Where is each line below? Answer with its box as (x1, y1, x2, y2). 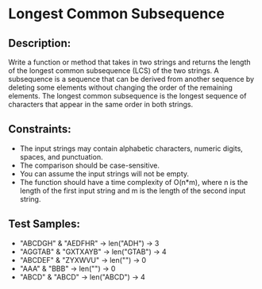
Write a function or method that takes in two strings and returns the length (8, 57, 252, 67)
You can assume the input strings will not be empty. (19, 168, 189, 179)
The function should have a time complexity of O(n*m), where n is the (19, 177, 249, 187)
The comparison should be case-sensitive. (19, 160, 160, 170)
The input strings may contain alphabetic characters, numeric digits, (19, 144, 244, 153)
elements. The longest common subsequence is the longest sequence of (8, 91, 247, 100)
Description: (8, 37, 71, 50)
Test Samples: (8, 218, 81, 231)
